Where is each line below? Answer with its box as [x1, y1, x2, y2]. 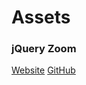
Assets [11, 6, 71, 29]
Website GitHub [11, 64, 76, 76]
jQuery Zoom [11, 42, 77, 56]
